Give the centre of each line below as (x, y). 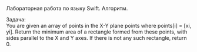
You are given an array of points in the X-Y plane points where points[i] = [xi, (99, 26)
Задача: (16, 19)
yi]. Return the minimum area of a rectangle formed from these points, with (97, 32)
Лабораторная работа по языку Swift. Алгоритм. (67, 8)
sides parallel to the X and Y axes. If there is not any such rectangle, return (96, 38)
